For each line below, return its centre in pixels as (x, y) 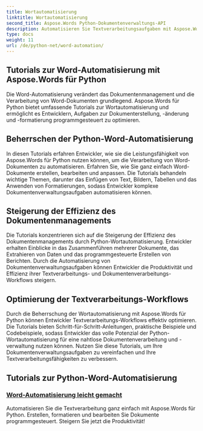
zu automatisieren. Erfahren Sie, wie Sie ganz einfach (106, 166)
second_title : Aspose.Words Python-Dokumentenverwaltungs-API (86, 23)
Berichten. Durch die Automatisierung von (58, 261)
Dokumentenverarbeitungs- (137, 274)
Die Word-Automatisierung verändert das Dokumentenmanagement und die (100, 94)
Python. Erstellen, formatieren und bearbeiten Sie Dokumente (83, 415)
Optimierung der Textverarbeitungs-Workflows (98, 299)
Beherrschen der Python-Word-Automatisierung (100, 139)
